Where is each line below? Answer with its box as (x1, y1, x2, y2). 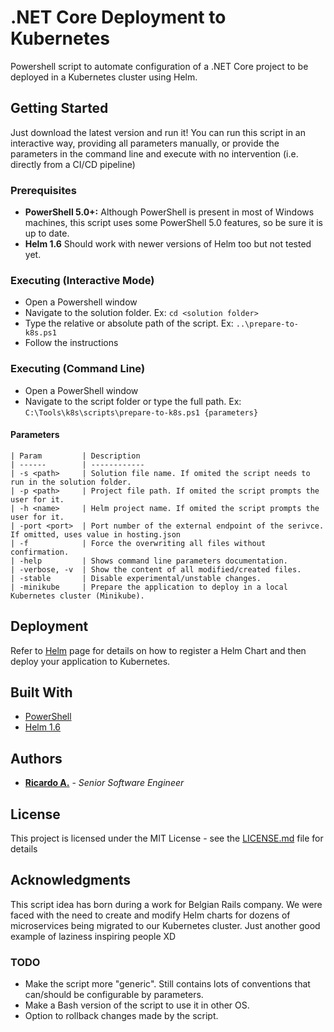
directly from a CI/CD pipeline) (10, 158, 136, 170)
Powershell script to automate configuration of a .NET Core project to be (10, 60, 309, 72)
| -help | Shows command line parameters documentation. (10, 556, 288, 566)
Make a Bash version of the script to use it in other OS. (24, 999, 250, 1011)
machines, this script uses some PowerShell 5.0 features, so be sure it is (24, 217, 323, 229)
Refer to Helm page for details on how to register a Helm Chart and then (10, 644, 307, 656)
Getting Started (10, 100, 109, 117)
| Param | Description (10, 451, 141, 461)
